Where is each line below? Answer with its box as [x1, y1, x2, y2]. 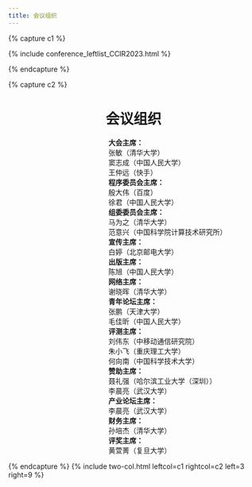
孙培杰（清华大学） [108, 427, 172, 435]
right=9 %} [8, 470, 45, 479]
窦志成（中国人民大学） [108, 158, 185, 167]
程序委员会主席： [108, 178, 165, 187]
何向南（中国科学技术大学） [108, 357, 200, 365]
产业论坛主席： [108, 396, 157, 405]
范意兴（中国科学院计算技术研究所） [108, 228, 227, 237]
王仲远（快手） [108, 168, 157, 177]
